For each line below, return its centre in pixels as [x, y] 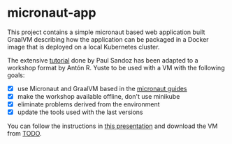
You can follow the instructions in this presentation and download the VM [113, 126]
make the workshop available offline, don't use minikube [99, 96]
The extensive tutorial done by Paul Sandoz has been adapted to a [103, 60]
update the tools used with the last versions [80, 112]
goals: [16, 75]
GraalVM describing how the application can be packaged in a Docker [108, 39]
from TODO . [24, 134]
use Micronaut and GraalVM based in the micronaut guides [102, 88]
